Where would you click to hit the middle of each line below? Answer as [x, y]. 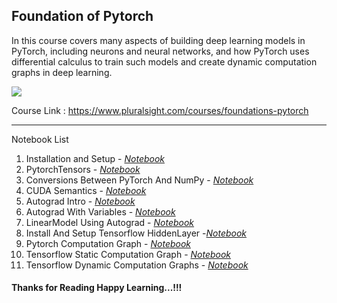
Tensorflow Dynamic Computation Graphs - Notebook [137, 265]
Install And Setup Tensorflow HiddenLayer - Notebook [136, 233]
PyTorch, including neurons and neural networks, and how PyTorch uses [160, 51]
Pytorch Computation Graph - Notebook [108, 243]
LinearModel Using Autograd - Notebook [110, 222]
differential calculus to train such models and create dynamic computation [164, 61]
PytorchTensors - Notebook [83, 169]
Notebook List [40, 139]
